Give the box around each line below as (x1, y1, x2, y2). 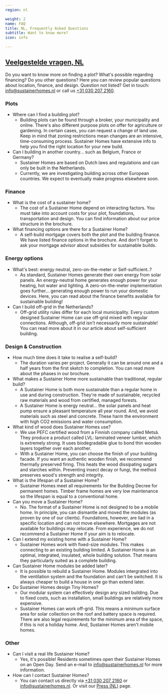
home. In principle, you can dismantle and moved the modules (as (20, 509, 156, 515)
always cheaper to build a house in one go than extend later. (20, 579, 145, 585)
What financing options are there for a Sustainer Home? (12, 226, 128, 232)
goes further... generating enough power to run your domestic (20, 288, 148, 294)
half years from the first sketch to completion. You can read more (20, 365, 155, 371)
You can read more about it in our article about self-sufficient (20, 325, 146, 331)
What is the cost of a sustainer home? (12, 200, 91, 206)
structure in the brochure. (20, 221, 73, 227)
